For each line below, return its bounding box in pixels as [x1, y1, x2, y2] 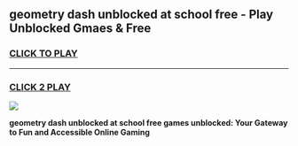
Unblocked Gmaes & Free [9, 21, 152, 36]
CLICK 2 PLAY [9, 81, 71, 93]
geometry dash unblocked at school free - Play [9, 7, 273, 22]
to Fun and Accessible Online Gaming [9, 127, 151, 137]
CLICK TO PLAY [9, 48, 78, 60]
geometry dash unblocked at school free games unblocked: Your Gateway [9, 117, 288, 127]
